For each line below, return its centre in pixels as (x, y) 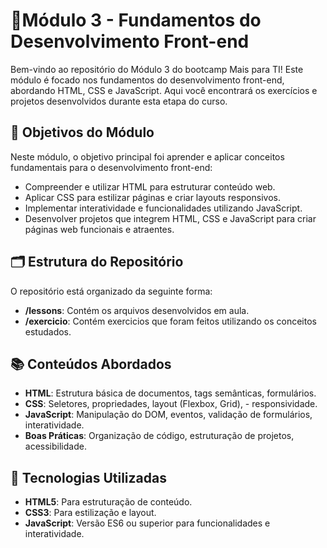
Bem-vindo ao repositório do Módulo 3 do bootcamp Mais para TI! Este (157, 69)
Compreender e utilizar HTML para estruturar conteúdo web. (150, 186)
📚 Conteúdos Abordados (91, 364)
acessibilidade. (55, 446)
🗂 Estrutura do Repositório (97, 262)
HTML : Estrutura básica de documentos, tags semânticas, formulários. (170, 393)
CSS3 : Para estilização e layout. (90, 513)
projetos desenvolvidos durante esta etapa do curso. (119, 101)
